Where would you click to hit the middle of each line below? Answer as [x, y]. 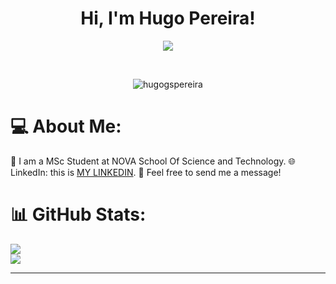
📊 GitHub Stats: [78, 214]
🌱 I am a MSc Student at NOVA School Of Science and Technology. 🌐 [153, 161]
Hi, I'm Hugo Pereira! [168, 18]
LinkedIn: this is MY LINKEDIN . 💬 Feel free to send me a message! [146, 172]
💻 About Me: [66, 126]
